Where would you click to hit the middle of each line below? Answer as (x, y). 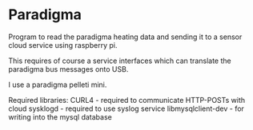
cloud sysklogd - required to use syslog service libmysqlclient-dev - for (126, 108)
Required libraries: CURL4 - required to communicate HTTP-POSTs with (127, 100)
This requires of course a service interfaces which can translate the (120, 61)
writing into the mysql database (60, 116)
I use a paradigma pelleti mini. (58, 85)
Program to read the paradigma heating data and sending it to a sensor (125, 37)
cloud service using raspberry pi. (63, 45)
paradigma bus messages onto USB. (68, 69)
